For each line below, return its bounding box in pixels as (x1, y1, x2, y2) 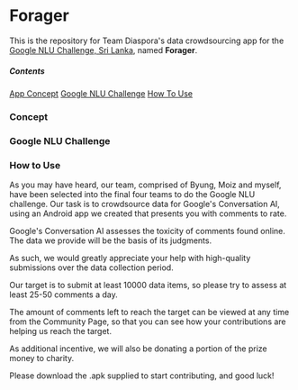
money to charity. (9, 353, 75, 364)
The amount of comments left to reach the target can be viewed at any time (9, 307, 290, 318)
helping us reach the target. (9, 326, 113, 337)
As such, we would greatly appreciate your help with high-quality (9, 253, 251, 264)
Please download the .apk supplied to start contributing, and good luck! (9, 370, 275, 381)
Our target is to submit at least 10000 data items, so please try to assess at (9, 280, 287, 291)
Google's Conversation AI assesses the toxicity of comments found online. (9, 226, 285, 237)
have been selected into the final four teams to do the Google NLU (9, 189, 256, 200)
